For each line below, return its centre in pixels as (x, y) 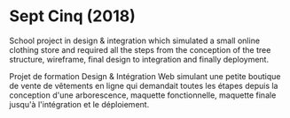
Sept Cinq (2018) (72, 16)
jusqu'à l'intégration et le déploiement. (79, 104)
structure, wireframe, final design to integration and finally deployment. (139, 59)
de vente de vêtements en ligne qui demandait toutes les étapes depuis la (144, 85)
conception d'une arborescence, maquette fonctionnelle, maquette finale (143, 95)
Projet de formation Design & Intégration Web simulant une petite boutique (145, 76)
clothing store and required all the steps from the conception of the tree (140, 49)
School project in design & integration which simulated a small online (134, 41)
